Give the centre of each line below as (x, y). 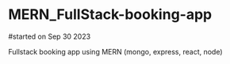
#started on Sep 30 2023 (50, 36)
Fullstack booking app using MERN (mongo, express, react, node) (116, 51)
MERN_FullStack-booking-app (110, 15)
